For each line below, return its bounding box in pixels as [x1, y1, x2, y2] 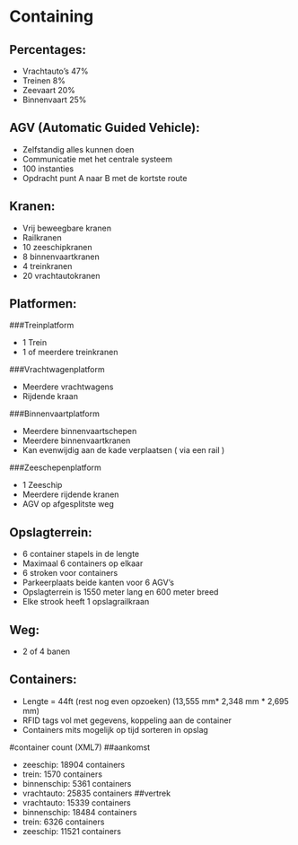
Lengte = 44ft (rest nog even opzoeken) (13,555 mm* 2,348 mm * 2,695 [22, 695, 289, 706]
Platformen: [9, 296, 77, 311]
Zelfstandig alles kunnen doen [22, 144, 135, 154]
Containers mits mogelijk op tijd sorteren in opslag [22, 724, 209, 735]
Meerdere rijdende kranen [22, 489, 119, 500]
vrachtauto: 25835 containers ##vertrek [22, 788, 171, 798]
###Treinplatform [9, 320, 74, 331]
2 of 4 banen [22, 646, 71, 657]
